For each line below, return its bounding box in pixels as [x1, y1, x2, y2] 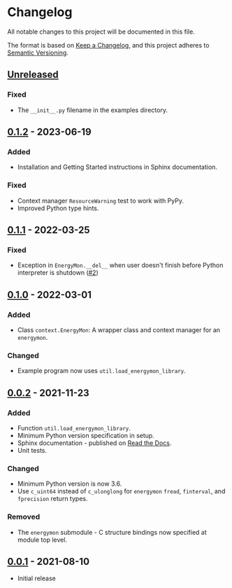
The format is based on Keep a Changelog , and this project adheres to [7, 41, 210, 49]
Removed [7, 512, 41, 522]
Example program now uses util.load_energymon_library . [17, 367, 187, 375]
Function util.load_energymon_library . [17, 423, 131, 432]
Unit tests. [17, 446, 48, 454]
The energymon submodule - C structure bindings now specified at [17, 528, 208, 536]
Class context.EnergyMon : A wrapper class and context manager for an [17, 325, 221, 334]
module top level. [17, 535, 68, 544]
